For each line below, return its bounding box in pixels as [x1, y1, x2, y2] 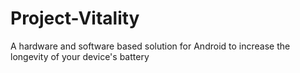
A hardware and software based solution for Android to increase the [10, 40, 291, 52]
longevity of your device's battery [10, 50, 150, 62]
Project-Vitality [10, 7, 140, 30]
